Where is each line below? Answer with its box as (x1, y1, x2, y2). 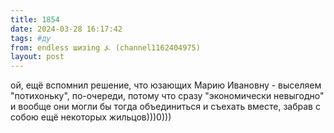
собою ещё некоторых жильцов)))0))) (10, 111, 172, 123)
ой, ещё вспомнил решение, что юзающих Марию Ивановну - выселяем (10, 79, 322, 91)
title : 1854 (10, 14, 60, 25)
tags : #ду (10, 33, 52, 43)
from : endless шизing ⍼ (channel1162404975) (10, 42, 201, 53)
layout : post (10, 52, 65, 62)
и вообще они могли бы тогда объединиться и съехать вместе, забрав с (10, 101, 321, 113)
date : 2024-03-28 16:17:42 (10, 24, 123, 34)
